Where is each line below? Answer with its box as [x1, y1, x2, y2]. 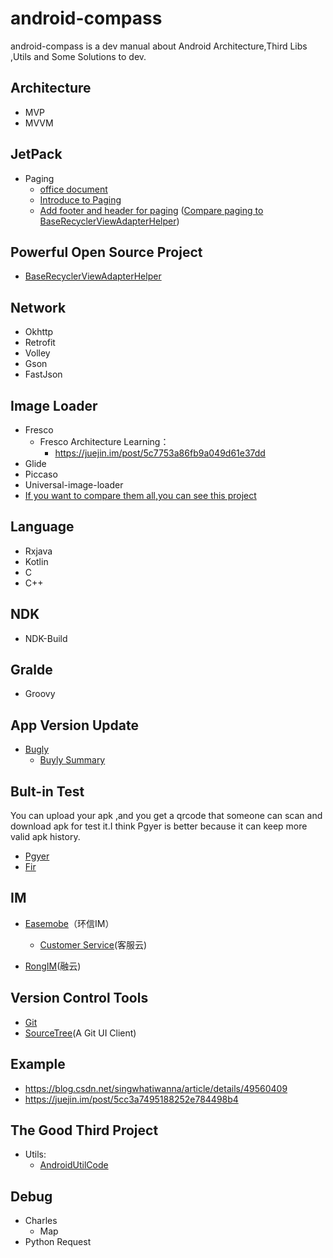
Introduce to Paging [39, 193, 122, 206]
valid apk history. [10, 831, 81, 843]
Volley [24, 347, 51, 359]
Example [10, 1056, 66, 1073]
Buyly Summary [39, 754, 106, 766]
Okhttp [24, 326, 54, 338]
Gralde [10, 662, 53, 679]
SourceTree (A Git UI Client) [24, 1027, 137, 1039]
